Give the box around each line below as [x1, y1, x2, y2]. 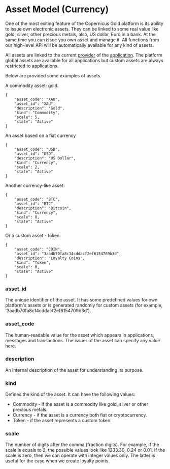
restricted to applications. [5, 63, 59, 69]
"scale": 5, [14, 115, 40, 120]
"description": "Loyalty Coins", [14, 256, 85, 261]
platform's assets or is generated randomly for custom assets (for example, [5, 302, 163, 309]
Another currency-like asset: [5, 182, 65, 188]
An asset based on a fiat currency [5, 132, 76, 139]
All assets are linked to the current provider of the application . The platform [5, 52, 162, 58]
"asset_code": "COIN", [14, 246, 62, 252]
